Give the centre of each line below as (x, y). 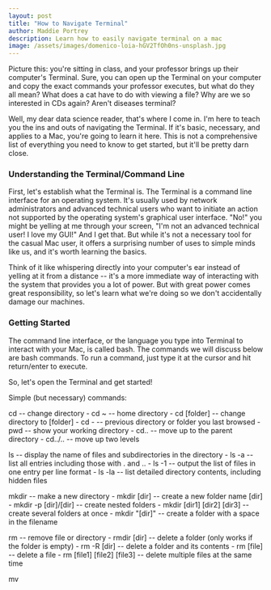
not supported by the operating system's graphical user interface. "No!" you (135, 217)
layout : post (30, 16)
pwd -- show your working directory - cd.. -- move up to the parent (121, 430)
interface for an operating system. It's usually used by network (113, 200)
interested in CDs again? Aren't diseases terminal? (92, 103)
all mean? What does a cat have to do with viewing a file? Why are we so (129, 95)
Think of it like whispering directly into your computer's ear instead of (125, 268)
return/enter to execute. (48, 366)
